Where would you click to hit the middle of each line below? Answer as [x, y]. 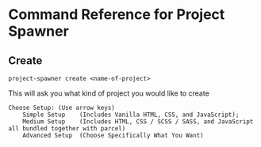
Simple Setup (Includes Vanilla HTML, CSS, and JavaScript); [131, 115]
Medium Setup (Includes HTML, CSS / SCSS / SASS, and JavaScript [138, 122]
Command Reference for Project [117, 15]
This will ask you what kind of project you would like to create [109, 93]
